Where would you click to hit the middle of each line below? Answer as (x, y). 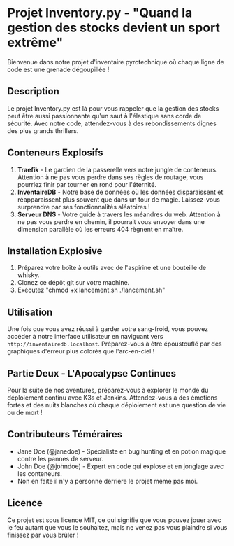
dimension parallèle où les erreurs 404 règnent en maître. (100, 229)
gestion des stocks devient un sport (114, 28)
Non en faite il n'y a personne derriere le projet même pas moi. (107, 481)
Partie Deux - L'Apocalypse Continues (92, 373)
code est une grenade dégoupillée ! (58, 69)
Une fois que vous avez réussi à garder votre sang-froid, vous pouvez (108, 329)
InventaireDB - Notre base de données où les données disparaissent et (120, 192)
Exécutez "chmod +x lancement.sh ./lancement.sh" (91, 290)
